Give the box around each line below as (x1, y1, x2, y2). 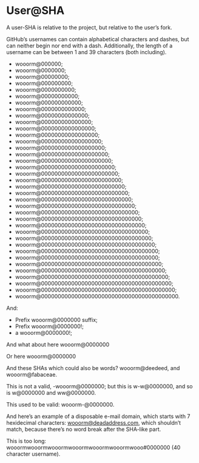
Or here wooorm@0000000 (6, 352, 76, 360)
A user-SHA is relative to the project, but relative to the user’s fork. (6, 24, 173, 31)
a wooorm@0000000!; (15, 329, 73, 336)
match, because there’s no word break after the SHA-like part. (6, 425, 161, 433)
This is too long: (6, 437, 47, 444)
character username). (6, 450, 61, 458)
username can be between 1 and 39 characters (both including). (6, 48, 167, 55)
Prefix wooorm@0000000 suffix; (15, 316, 98, 323)
